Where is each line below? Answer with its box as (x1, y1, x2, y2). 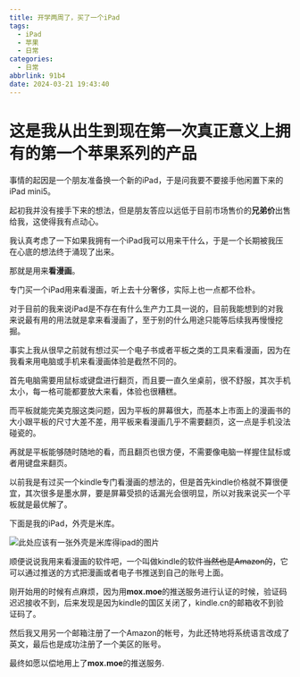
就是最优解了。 (16, 498, 72, 510)
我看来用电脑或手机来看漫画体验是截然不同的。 (9, 355, 181, 367)
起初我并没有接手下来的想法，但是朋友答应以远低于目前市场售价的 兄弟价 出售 (9, 205, 291, 216)
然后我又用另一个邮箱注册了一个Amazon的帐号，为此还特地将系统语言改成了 (9, 627, 290, 638)
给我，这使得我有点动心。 (9, 216, 104, 226)
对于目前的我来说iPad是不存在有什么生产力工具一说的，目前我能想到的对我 (9, 303, 284, 314)
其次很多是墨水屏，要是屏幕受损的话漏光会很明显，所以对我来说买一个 (24, 487, 283, 498)
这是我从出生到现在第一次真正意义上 (9, 121, 276, 141)
